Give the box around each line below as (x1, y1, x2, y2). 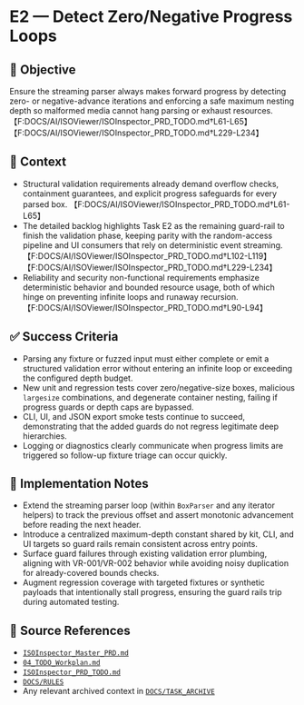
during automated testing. (22, 597, 120, 608)
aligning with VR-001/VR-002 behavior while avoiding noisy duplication (22, 558, 289, 569)
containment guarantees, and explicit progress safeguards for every (22, 188, 278, 199)
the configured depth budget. (22, 372, 133, 383)
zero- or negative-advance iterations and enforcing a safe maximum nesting (9, 95, 295, 106)
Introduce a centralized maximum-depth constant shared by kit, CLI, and (22, 529, 295, 540)
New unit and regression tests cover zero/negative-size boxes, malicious (22, 382, 295, 392)
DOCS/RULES (22, 678, 64, 687)
